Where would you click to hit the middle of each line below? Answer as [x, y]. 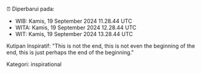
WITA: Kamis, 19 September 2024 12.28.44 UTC [76, 28]
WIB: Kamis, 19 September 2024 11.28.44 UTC [74, 21]
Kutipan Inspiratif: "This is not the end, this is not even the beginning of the [101, 46]
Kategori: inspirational [34, 64]
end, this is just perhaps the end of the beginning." [70, 52]
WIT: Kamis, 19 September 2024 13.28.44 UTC [74, 34]
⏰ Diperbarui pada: [31, 9]
